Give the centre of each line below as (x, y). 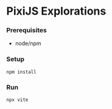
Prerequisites (26, 30)
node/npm (28, 43)
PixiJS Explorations (56, 11)
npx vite (17, 100)
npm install (21, 72)
